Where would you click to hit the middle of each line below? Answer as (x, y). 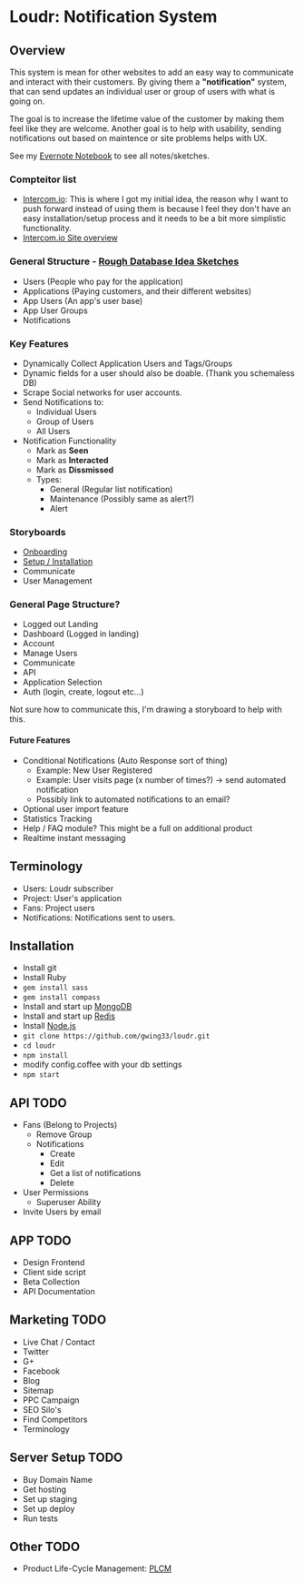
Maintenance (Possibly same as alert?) (122, 499)
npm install (45, 1056)
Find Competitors (55, 1419)
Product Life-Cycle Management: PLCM (97, 1568)
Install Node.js (49, 1026)
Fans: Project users (59, 908)
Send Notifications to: (63, 401)
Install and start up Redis (69, 1016)
